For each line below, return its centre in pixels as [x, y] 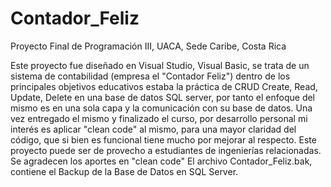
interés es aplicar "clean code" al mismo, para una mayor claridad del [153, 129]
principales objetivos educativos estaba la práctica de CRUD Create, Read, [164, 86]
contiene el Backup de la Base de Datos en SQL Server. [124, 171]
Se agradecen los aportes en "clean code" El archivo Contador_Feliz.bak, [161, 161]
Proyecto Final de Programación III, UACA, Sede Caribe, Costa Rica [148, 46]
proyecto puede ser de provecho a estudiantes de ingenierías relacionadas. [166, 150]
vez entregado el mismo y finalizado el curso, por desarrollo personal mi [159, 118]
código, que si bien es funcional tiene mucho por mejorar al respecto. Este [163, 139]
